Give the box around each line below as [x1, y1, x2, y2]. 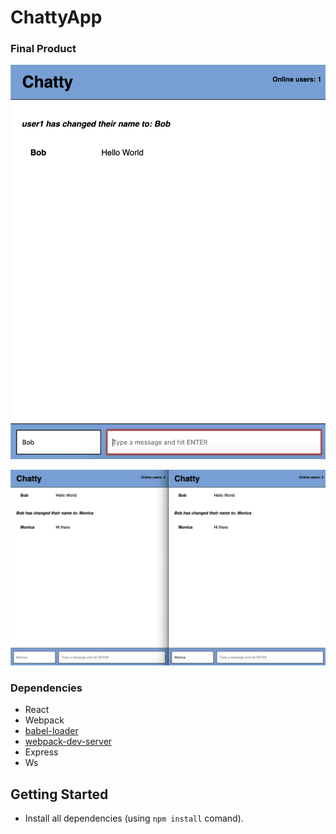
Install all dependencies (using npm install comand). [24, 812, 244, 825]
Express [24, 746, 59, 758]
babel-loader [24, 725, 79, 737]
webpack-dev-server [24, 736, 113, 748]
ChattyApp [10, 6, 103, 29]
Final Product [10, 42, 77, 56]
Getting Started [10, 786, 109, 803]
